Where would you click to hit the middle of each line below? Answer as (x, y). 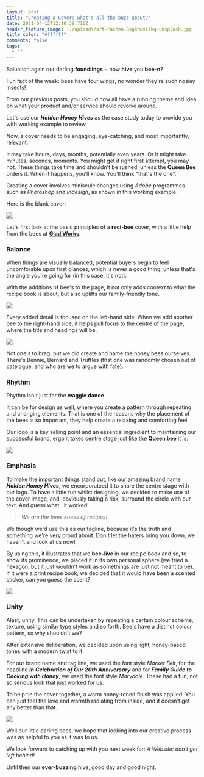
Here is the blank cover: (36, 204)
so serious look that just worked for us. (55, 682)
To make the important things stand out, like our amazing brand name (93, 479)
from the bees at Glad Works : (44, 233)
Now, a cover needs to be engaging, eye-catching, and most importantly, (98, 136)
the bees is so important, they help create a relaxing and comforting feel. (98, 420)
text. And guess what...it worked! (48, 505)
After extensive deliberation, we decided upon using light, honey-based (96, 645)
